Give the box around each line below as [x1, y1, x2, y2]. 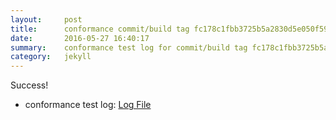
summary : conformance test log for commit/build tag [10, 42, 248, 53]
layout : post [10, 14, 83, 25]
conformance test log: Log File [24, 99, 152, 111]
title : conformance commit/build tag [10, 24, 190, 34]
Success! [10, 79, 49, 91]
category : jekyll [10, 52, 92, 62]
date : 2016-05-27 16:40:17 [10, 33, 150, 43]
